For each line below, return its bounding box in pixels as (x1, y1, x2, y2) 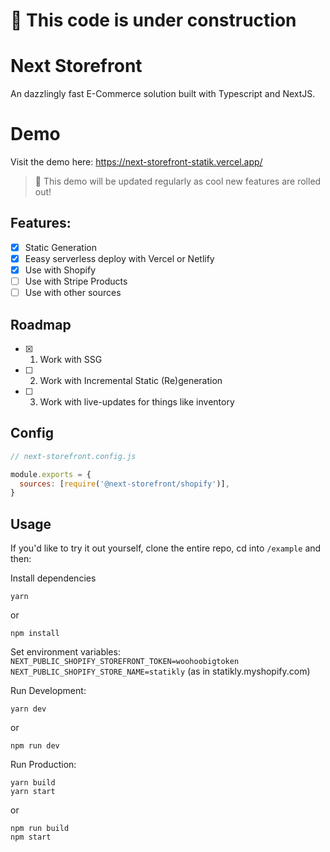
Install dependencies (10, 572, 97, 584)
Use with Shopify (24, 264, 96, 276)
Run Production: (10, 759, 77, 771)
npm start (10, 832, 52, 843)
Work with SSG (39, 354, 103, 365)
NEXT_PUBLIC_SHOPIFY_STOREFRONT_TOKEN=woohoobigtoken (10, 657, 240, 667)
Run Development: (10, 685, 87, 697)
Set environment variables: (10, 646, 121, 658)
